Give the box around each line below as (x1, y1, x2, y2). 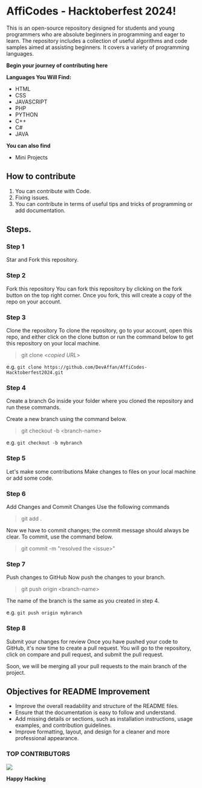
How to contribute (6, 171, 76, 182)
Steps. (6, 224, 31, 234)
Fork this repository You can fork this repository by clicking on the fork (6, 285, 183, 292)
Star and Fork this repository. (6, 256, 79, 263)
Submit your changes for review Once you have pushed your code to (6, 638, 178, 645)
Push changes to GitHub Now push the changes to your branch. (6, 574, 166, 581)
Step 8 (6, 624, 26, 632)
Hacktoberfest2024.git (6, 369, 64, 376)
